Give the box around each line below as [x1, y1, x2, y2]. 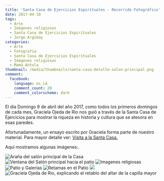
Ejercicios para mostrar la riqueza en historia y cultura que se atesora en [5, 115, 154, 121]
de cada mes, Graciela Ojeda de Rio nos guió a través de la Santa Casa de [5, 109, 157, 115]
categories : [5, 40, 30, 45]
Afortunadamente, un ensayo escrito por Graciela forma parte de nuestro [5, 129, 155, 135]
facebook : [9, 76, 30, 81]
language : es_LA [14, 81, 48, 86]
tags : [5, 16, 16, 21]
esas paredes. [5, 120, 34, 125]
